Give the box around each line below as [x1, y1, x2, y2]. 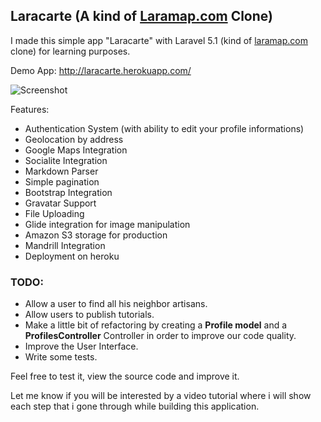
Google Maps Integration [24, 144, 128, 156]
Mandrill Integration [24, 239, 106, 251]
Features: [10, 103, 50, 115]
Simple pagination [24, 175, 100, 188]
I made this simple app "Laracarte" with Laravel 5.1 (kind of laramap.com [10, 34, 308, 46]
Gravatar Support [24, 197, 97, 209]
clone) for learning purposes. [10, 45, 131, 57]
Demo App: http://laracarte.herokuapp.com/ [10, 64, 192, 76]
